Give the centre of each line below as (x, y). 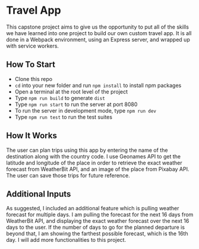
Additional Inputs (39, 194)
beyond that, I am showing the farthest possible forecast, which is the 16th (97, 234)
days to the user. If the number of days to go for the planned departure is (96, 228)
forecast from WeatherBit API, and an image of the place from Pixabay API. (98, 169)
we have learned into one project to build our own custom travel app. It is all (99, 33)
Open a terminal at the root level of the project (71, 91)
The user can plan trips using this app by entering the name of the (87, 150)
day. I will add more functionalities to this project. (66, 240)
